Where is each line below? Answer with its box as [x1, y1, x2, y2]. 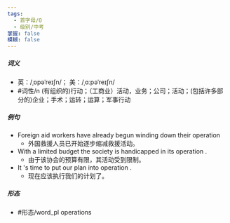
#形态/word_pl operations [17, 208, 92, 217]
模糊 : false [7, 36, 40, 43]
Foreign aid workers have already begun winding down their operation [17, 131, 221, 140]
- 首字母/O [13, 17, 42, 24]
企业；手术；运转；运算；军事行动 [32, 95, 131, 104]
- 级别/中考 [13, 23, 44, 30]
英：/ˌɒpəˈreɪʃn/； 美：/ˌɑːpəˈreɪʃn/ [17, 78, 115, 86]
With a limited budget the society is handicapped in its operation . [17, 147, 208, 156]
